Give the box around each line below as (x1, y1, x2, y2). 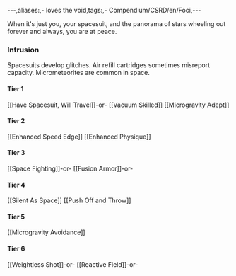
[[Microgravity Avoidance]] (7, 228, 86, 236)
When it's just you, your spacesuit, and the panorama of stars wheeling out (7, 20, 226, 28)
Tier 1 (7, 84, 24, 93)
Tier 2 (7, 117, 25, 125)
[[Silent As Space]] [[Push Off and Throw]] (7, 196, 131, 205)
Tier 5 (7, 212, 25, 221)
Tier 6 (7, 244, 25, 253)
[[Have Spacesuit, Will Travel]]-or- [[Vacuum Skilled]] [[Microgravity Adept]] (7, 100, 230, 109)
